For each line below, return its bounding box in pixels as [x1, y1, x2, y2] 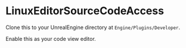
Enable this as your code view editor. [5, 35, 96, 42]
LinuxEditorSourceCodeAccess [5, 4, 165, 18]
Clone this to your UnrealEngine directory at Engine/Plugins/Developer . [5, 24, 181, 31]
